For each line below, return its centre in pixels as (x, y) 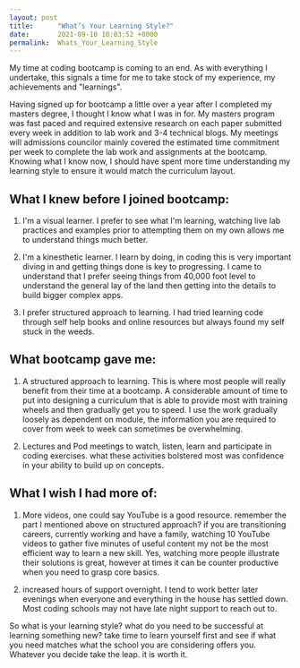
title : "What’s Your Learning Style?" (92, 26)
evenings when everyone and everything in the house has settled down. (155, 599)
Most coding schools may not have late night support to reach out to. (150, 608)
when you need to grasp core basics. (90, 572)
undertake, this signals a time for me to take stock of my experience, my (142, 78)
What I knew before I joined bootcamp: (120, 199)
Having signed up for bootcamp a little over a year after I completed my (141, 105)
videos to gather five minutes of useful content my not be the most (145, 544)
